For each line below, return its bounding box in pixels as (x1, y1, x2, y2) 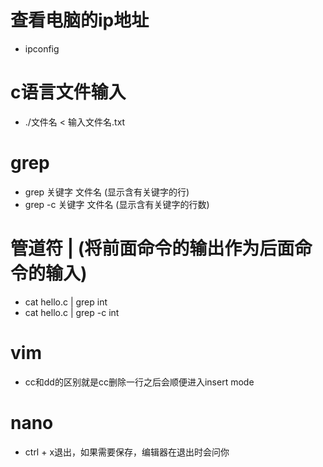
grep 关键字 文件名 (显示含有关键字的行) (24, 186, 190, 198)
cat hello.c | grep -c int (24, 306, 120, 318)
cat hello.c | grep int (24, 296, 108, 308)
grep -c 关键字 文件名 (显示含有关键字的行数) (24, 198, 210, 210)
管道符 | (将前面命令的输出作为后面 (10, 237, 295, 260)
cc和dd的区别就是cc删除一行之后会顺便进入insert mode (24, 376, 255, 388)
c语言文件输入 (10, 81, 127, 104)
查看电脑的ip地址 (10, 9, 150, 32)
